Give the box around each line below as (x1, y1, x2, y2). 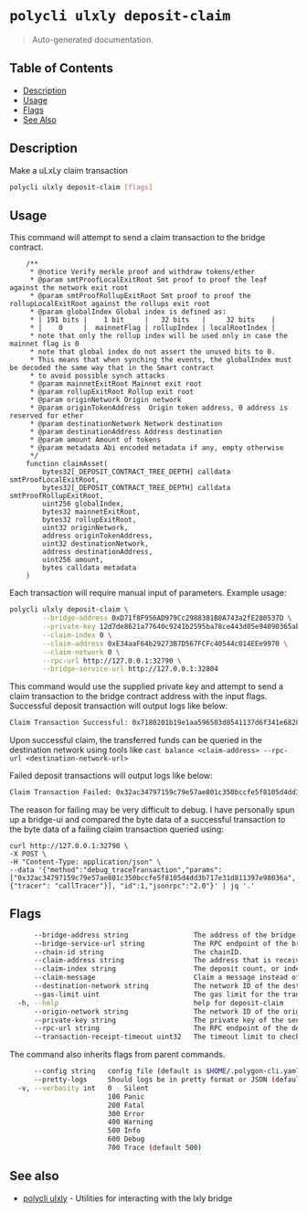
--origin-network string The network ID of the (33, 1006, 281, 1016)
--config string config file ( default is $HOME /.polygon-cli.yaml (33, 1067, 301, 1076)
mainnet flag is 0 (9, 339, 79, 349)
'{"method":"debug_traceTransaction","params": (37, 866, 223, 875)
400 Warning (107, 1118, 153, 1127)
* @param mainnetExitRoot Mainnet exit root (29, 379, 203, 388)
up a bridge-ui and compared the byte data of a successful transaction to (9, 814, 286, 825)
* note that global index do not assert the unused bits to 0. (29, 347, 276, 356)
